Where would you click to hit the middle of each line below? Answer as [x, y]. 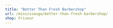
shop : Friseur [20, 18]
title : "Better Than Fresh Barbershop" [46, 9]
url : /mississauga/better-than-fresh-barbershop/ [57, 14]
